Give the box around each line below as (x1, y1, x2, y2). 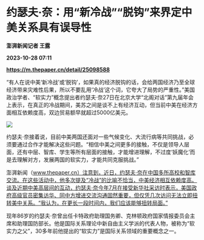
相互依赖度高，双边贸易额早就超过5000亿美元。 (11, 109, 132, 116)
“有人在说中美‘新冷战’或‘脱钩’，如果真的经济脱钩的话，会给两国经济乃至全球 (6, 78, 195, 86)
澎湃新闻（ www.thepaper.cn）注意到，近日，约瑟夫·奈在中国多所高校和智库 (6, 168, 196, 176)
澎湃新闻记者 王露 (6, 42, 50, 49)
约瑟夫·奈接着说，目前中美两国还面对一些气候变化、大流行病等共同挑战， (6, 133, 189, 140)
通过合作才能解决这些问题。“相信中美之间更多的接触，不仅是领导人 (16, 140, 185, 148)
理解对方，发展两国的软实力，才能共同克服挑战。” (16, 156, 140, 163)
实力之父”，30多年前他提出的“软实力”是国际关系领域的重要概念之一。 (6, 227, 180, 235)
